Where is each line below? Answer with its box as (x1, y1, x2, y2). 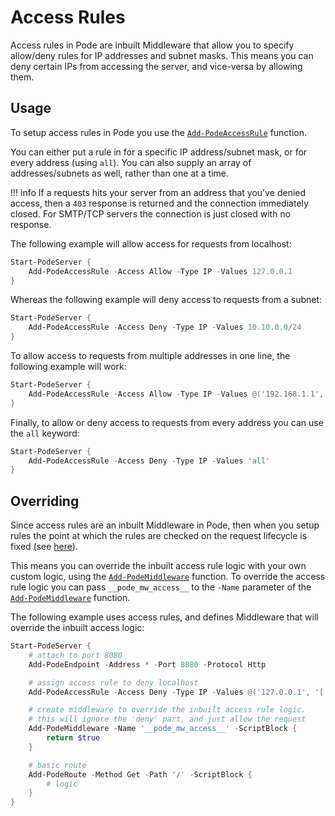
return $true (46, 733, 101, 743)
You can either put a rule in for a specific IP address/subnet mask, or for (10, 146, 308, 158)
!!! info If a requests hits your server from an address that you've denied (10, 186, 307, 198)
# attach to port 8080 (28, 650, 123, 660)
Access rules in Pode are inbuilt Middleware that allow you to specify (10, 39, 295, 51)
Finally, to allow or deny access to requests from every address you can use (10, 416, 324, 428)
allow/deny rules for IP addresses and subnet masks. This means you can (10, 49, 314, 61)
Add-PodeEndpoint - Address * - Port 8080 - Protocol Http (28, 659, 267, 670)
